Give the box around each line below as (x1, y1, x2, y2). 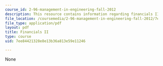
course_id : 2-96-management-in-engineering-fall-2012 (5, 7, 116, 12)
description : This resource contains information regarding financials (5, 12, 153, 16)
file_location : (5, 16, 36, 21)
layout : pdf (5, 25, 29, 30)
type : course (5, 34, 32, 39)
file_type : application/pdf (5, 20, 62, 26)
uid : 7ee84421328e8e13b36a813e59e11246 (5, 39, 86, 44)
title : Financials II (5, 30, 49, 34)
